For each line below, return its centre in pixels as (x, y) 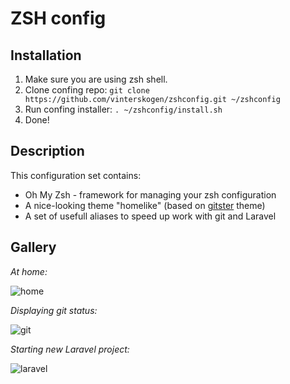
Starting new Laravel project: (70, 349)
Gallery (33, 247)
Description (47, 151)
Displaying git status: (54, 310)
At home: (29, 271)
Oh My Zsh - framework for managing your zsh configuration (150, 194)
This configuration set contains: (76, 175)
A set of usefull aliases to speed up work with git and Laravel (150, 216)
